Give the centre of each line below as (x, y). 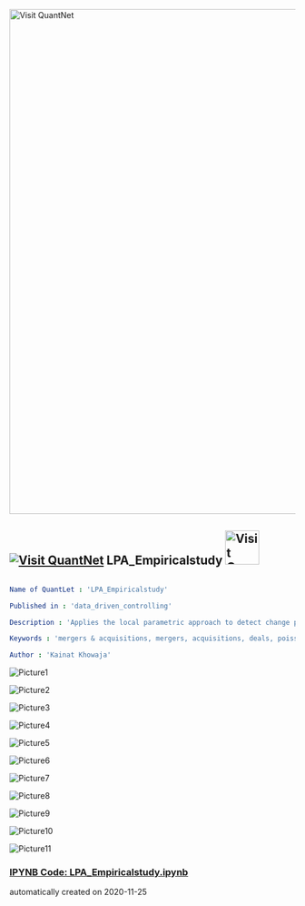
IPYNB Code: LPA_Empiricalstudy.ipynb (99, 872)
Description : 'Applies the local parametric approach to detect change (150, 622)
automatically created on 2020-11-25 (79, 892)
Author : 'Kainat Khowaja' (60, 655)
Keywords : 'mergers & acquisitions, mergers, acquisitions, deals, (142, 639)
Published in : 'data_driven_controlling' (91, 606)
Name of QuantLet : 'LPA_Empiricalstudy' (89, 589)
